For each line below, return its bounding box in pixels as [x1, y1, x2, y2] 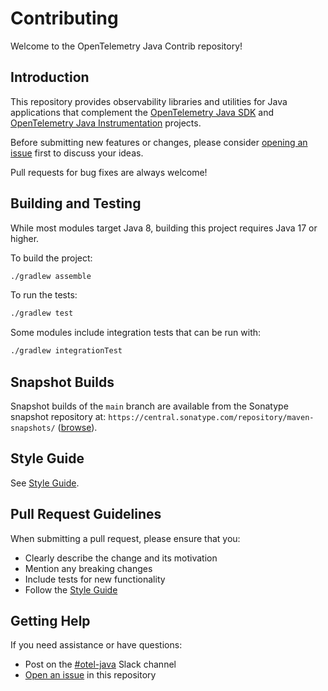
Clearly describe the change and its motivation [24, 552, 218, 564]
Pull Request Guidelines [10, 506, 162, 523]
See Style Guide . [10, 477, 80, 489]
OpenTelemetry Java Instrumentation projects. [10, 117, 202, 129]
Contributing [10, 7, 119, 30]
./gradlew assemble [10, 271, 92, 281]
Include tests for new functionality [24, 573, 166, 585]
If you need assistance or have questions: [10, 639, 183, 651]
